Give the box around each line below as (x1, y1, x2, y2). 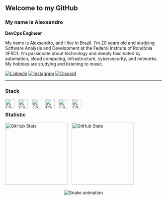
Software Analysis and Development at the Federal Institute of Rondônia (5, 45, 153, 51)
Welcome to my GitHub (5, 4, 78, 12)
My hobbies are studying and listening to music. (5, 61, 103, 67)
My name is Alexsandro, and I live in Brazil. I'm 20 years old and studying (5, 40, 155, 46)
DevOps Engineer (5, 30, 42, 36)
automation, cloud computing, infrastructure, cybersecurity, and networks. (5, 56, 158, 62)
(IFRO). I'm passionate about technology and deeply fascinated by (5, 50, 141, 56)
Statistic (5, 111, 26, 118)
